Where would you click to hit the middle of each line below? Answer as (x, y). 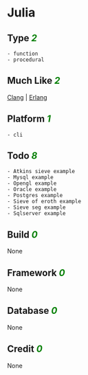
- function (23, 54)
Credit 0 (25, 349)
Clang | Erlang (27, 97)
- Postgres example (35, 196)
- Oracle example (32, 190)
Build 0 (22, 235)
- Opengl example (32, 183)
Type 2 (22, 38)
